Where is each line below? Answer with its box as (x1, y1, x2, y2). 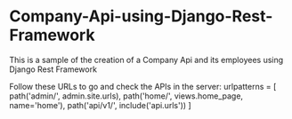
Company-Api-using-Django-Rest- (9, 6, 273, 27)
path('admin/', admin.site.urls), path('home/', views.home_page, (9, 91, 243, 101)
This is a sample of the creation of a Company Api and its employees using (9, 54, 284, 65)
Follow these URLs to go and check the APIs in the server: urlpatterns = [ (9, 81, 277, 91)
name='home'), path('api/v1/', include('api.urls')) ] (9, 99, 191, 110)
